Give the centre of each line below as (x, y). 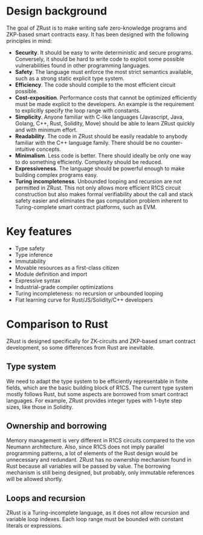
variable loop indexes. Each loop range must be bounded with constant (95, 519)
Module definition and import (51, 274)
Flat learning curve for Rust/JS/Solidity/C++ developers (84, 300)
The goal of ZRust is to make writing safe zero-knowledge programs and (97, 28)
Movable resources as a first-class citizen (67, 267)
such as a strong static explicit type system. (70, 78)
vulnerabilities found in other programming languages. (82, 65)
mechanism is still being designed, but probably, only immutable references (100, 473)
